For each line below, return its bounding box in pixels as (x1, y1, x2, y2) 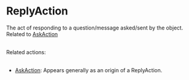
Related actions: (6, 48, 46, 55)
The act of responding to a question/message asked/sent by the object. (6, 24, 184, 31)
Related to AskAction (6, 30, 58, 37)
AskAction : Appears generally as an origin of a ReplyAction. (14, 66, 163, 73)
